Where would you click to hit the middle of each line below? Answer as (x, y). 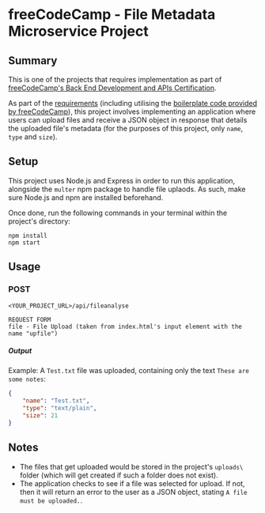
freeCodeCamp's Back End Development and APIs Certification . (112, 88)
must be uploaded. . (51, 500)
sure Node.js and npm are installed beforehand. (86, 197)
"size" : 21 (40, 416)
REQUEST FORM (30, 319)
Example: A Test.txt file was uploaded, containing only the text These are (129, 371)
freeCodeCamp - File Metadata (112, 15)
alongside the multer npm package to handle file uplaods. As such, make (127, 189)
